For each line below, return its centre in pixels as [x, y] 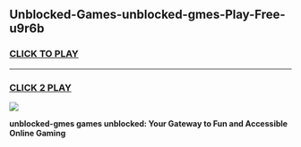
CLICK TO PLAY [44, 54]
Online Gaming [38, 133]
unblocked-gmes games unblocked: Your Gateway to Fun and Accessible [149, 123]
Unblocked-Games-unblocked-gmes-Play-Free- [147, 15]
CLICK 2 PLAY [40, 87]
